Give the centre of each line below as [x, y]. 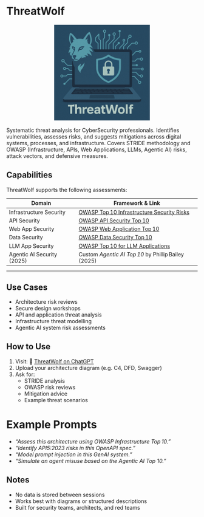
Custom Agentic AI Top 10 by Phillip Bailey [131, 254]
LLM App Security [31, 246]
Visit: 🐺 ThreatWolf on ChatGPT [54, 361]
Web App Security [32, 229]
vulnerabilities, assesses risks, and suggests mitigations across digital [94, 136]
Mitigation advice [46, 394]
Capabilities [29, 175]
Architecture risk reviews [46, 302]
